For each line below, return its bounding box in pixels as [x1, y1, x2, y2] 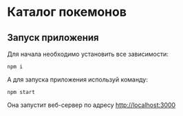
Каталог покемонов [7, 4, 127, 20]
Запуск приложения [7, 32, 99, 43]
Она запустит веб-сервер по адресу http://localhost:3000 [7, 101, 176, 109]
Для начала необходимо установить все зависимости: [7, 50, 169, 58]
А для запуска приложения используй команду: [7, 75, 148, 84]
